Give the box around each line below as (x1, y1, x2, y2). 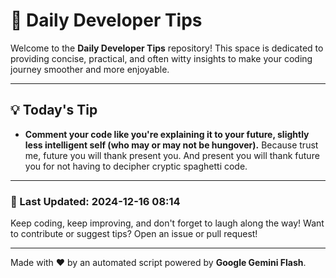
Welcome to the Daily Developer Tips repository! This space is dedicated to (10, 42, 324, 54)
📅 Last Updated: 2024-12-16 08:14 (10, 194, 181, 208)
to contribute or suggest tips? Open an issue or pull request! (10, 228, 258, 240)
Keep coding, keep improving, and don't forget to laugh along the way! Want (10, 217, 325, 229)
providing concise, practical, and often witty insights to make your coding (10, 52, 313, 64)
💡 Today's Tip (10, 102, 98, 119)
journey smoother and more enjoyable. (10, 63, 170, 75)
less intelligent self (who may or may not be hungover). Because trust (24, 139, 319, 151)
